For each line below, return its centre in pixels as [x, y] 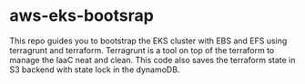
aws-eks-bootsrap [82, 16]
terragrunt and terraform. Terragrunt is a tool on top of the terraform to [142, 50]
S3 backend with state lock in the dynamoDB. [95, 70]
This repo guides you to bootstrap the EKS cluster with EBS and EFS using [148, 41]
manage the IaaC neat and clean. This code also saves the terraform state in [152, 60]
